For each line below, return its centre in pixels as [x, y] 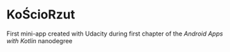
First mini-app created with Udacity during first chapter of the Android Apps [115, 34]
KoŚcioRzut [41, 15]
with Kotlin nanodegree [39, 40]
